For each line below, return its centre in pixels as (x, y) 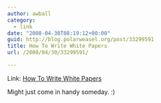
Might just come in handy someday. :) (61, 92)
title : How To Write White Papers (58, 46)
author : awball (29, 14)
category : (22, 20)
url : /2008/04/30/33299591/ (48, 53)
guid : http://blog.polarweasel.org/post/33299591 (81, 40)
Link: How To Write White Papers (55, 78)
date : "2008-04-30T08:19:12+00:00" (59, 33)
